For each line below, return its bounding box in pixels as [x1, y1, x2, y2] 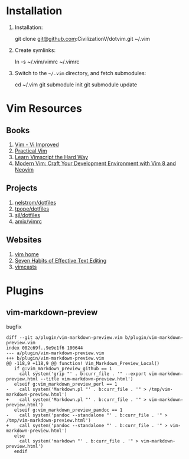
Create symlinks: [14, 46, 56, 54]
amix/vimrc [14, 218, 43, 225]
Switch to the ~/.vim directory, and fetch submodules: [14, 69, 146, 76]
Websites [6, 235, 42, 245]
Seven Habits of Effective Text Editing [14, 257, 107, 264]
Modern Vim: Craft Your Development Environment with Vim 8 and [14, 160, 176, 167]
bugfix [6, 323, 22, 330]
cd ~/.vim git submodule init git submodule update [14, 81, 138, 88]
